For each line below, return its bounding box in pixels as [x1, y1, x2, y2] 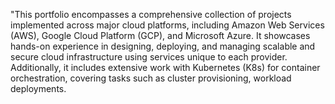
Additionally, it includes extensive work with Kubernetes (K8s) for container [10, 62, 321, 73]
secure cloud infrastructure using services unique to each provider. [10, 51, 288, 63]
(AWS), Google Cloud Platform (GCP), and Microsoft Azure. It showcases [10, 30, 311, 41]
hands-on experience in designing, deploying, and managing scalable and [10, 40, 316, 52]
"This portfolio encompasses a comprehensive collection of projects [10, 9, 292, 20]
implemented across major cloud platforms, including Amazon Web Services [10, 19, 325, 31]
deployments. [10, 83, 67, 94]
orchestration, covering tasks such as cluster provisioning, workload [10, 72, 292, 84]
